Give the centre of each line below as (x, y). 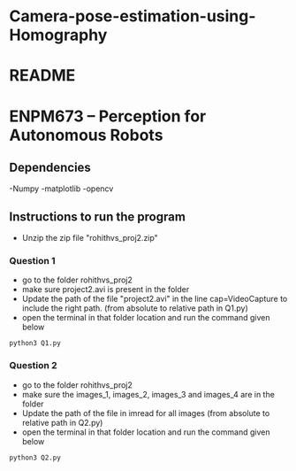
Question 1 (32, 261)
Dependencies (50, 167)
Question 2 (33, 366)
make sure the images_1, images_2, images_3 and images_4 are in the (148, 394)
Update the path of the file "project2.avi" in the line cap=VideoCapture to (155, 299)
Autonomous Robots (86, 135)
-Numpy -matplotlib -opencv (61, 189)
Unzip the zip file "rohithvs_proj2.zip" (90, 238)
